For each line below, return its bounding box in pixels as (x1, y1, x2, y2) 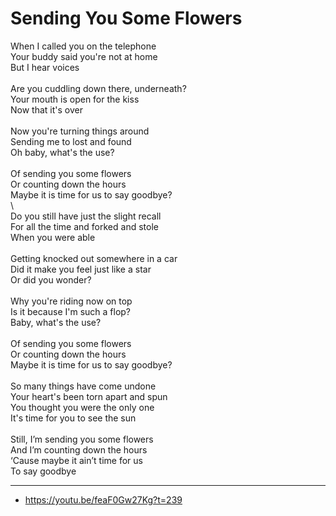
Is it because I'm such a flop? (10, 305, 132, 317)
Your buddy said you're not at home (10, 50, 158, 62)
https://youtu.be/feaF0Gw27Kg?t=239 (24, 493, 183, 506)
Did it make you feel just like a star (10, 263, 152, 275)
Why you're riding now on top (10, 295, 133, 307)
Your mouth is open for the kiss (10, 93, 140, 105)
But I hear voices (10, 61, 80, 73)
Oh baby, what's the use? (10, 146, 115, 158)
